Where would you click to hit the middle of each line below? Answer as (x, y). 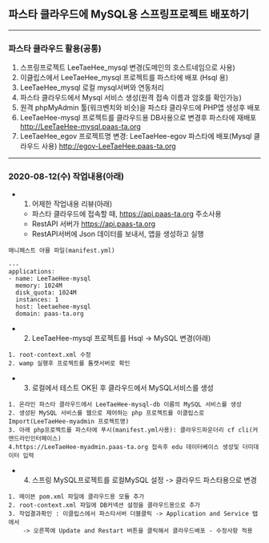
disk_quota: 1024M (46, 293)
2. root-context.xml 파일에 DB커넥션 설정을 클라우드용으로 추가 (104, 505)
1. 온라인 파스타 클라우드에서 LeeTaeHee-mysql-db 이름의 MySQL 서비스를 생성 (125, 405)
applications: (32, 272)
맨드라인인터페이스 (33, 439)
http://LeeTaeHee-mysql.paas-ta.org (80, 127)
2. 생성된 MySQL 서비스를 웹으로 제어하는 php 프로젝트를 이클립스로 (106, 413)
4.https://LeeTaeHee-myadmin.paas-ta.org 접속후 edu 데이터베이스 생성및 (124, 448)
